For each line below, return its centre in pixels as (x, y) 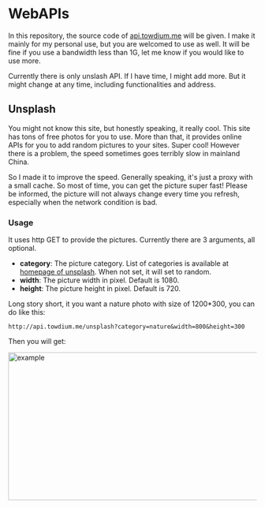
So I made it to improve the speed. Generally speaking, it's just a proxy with (131, 177)
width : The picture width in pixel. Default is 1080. (99, 280)
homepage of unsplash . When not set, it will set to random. (115, 272)
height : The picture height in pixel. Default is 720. (100, 289)
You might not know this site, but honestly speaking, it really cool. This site (129, 128)
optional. (22, 248)
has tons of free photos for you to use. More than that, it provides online (125, 136)
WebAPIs (39, 14)
